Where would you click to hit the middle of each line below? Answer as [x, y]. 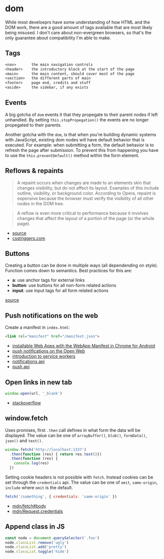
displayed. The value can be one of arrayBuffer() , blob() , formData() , [76, 435]
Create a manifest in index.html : [37, 328]
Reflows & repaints [34, 171]
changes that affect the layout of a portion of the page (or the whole [86, 218]
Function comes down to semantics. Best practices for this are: [69, 271]
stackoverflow [26, 403]
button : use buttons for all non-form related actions [64, 285]
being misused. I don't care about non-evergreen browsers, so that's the [78, 32]
